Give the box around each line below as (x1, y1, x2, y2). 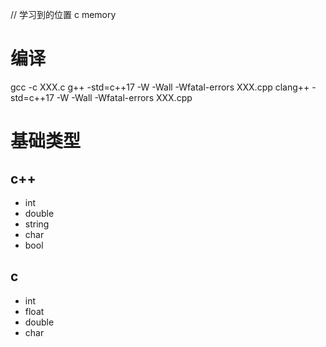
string (24, 218, 50, 230)
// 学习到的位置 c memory (10, 9, 117, 20)
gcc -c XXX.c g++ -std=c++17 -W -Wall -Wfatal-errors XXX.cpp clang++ (10, 81, 310, 93)
